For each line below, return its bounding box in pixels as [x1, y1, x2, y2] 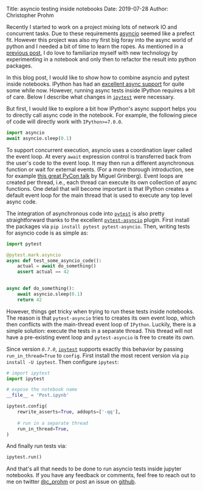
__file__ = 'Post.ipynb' [6, 392, 69, 399]
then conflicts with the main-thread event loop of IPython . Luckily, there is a [6, 320, 196, 328]
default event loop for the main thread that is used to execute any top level [6, 191, 193, 199]
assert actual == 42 [17, 269, 69, 275]
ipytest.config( [6, 403, 47, 410]
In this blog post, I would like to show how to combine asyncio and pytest [6, 74, 190, 81]
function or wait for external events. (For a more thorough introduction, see [6, 165, 194, 173]
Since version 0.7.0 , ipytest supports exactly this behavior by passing [6, 345, 184, 352]
